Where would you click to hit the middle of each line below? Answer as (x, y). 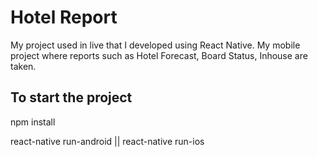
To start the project (71, 97)
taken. (23, 66)
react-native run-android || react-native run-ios (107, 141)
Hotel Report (64, 17)
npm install (33, 122)
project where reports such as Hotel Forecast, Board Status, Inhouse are (159, 55)
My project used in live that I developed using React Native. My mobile (155, 45)
